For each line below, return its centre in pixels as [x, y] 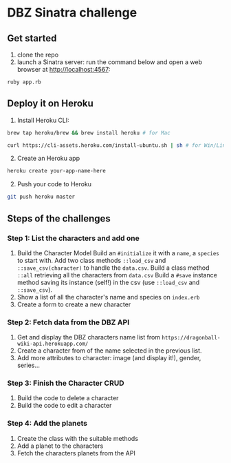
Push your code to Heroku [54, 184]
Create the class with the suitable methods [78, 438]
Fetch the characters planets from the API [76, 453]
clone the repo [38, 55]
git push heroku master [41, 197]
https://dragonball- [191, 338]
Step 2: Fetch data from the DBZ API [68, 322]
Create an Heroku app [48, 158]
